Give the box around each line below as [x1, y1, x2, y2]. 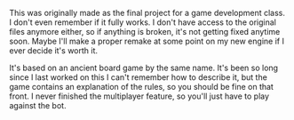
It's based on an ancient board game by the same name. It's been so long [9, 62, 278, 73]
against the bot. [9, 100, 67, 110]
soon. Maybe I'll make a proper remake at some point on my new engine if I [9, 36, 284, 46]
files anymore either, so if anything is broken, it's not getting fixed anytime [9, 27, 281, 36]
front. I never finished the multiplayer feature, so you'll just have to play [9, 91, 269, 101]
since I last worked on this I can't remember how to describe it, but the [9, 72, 268, 83]
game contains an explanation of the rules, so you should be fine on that [9, 82, 274, 92]
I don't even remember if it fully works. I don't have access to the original [9, 17, 277, 28]
